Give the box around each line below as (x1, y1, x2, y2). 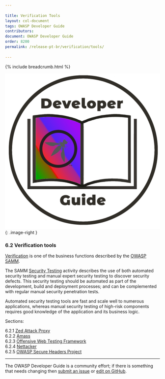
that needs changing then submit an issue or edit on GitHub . (5, 368, 127, 374)
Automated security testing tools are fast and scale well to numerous (5, 298, 144, 304)
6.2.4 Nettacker (5, 343, 37, 349)
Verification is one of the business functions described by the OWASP (5, 253, 147, 259)
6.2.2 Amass (5, 333, 30, 339)
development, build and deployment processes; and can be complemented (5, 283, 157, 289)
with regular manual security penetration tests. (5, 288, 100, 294)
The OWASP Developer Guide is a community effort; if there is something (5, 363, 153, 369)
